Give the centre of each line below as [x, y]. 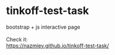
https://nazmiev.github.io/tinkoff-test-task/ [58, 46]
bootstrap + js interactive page [43, 27]
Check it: [17, 39]
